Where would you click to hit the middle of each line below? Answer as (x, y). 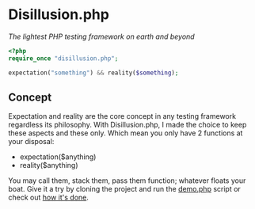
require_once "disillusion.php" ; (63, 58)
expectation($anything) (58, 157)
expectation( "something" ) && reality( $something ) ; (93, 73)
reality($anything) (49, 165)
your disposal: (31, 142)
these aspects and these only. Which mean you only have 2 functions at (126, 133)
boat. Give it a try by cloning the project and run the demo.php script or (125, 189)
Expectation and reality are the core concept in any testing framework (122, 116)
